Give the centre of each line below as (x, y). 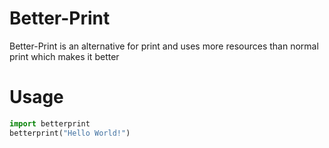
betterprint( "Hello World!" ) (70, 133)
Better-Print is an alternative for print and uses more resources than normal (164, 46)
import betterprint (50, 123)
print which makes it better (64, 56)
